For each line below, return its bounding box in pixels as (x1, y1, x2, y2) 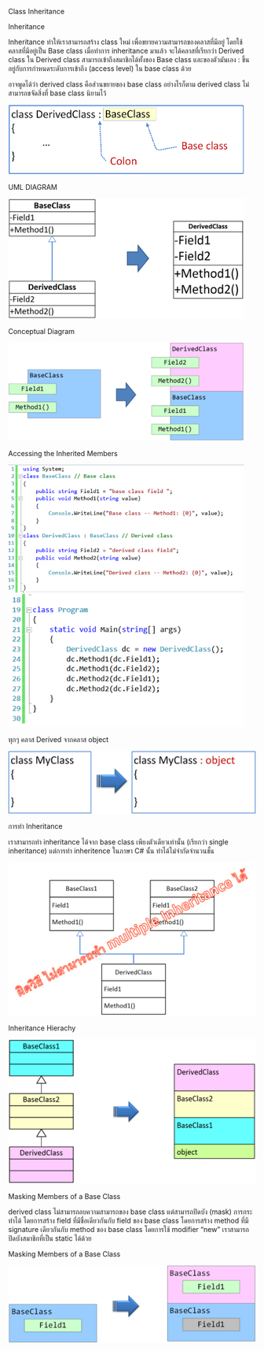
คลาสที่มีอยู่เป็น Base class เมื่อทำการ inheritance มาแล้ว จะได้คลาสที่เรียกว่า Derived (8, 46, 244, 55)
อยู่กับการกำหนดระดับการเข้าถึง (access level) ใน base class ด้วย (8, 64, 192, 73)
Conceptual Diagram (8, 327, 75, 336)
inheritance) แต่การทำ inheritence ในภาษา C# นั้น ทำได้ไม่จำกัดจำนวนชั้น (8, 846, 214, 856)
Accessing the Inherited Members (8, 449, 118, 458)
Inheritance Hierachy (8, 1023, 76, 1033)
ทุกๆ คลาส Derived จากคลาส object (8, 734, 109, 744)
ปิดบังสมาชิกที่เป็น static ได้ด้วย (8, 1234, 92, 1243)
